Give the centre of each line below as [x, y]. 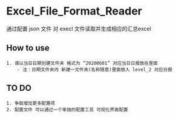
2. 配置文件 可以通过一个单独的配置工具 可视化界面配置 [67, 110]
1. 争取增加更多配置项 [31, 103]
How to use [28, 48]
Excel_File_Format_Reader [74, 11]
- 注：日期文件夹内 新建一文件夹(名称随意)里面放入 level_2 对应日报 [95, 70]
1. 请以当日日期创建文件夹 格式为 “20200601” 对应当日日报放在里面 [82, 63]
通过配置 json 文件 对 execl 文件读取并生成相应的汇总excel [79, 28]
